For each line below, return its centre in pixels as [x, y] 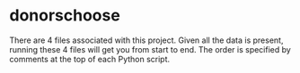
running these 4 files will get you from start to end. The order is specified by [150, 49]
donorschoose [65, 16]
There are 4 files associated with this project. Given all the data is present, [146, 40]
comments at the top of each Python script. [90, 59]
